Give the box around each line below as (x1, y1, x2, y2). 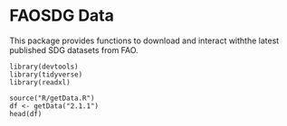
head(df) (9, 109, 43, 118)
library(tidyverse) (9, 69, 83, 79)
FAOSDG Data (9, 5, 115, 26)
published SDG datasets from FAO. (9, 44, 139, 55)
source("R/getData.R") (9, 94, 95, 103)
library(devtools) (9, 62, 79, 71)
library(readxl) (9, 77, 71, 86)
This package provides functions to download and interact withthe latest (9, 35, 280, 46)
